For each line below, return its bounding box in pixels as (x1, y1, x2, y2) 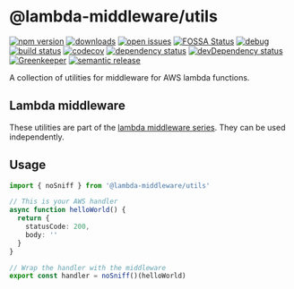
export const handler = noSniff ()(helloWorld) (9, 271, 186, 281)
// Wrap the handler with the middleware (9, 263, 167, 272)
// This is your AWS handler (9, 197, 118, 207)
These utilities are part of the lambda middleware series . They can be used (9, 122, 286, 132)
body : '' (25, 230, 58, 239)
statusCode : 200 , (25, 222, 91, 232)
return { (17, 214, 50, 223)
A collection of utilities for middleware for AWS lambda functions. (9, 72, 250, 82)
